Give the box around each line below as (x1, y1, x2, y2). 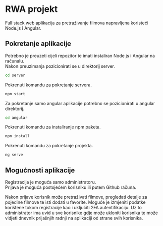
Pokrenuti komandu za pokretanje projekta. (5, 143, 93, 149)
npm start (5, 91, 26, 96)
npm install (5, 134, 30, 139)
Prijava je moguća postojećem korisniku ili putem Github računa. (5, 184, 136, 190)
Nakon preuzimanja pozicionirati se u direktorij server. (5, 63, 115, 69)
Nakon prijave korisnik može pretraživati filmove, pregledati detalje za (5, 194, 148, 200)
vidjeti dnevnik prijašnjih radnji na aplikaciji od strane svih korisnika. (5, 215, 143, 221)
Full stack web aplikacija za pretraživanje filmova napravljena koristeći (5, 20, 149, 26)
